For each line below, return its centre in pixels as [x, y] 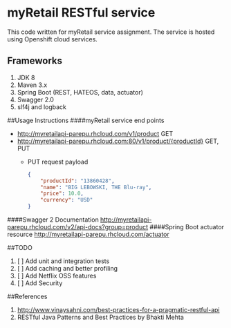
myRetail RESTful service [81, 13]
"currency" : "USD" [67, 200]
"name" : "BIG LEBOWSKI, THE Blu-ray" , [96, 187]
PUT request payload [58, 162]
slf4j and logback [42, 107]
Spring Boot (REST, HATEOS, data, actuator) [80, 92]
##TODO [20, 248]
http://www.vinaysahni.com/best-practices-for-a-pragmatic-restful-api [118, 310]
